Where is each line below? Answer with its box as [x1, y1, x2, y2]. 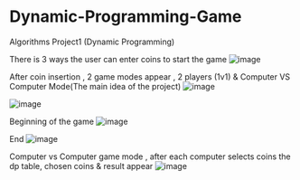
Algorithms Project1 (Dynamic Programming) [9, 36, 175, 47]
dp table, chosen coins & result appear [9, 160, 154, 171]
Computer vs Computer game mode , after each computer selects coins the [9, 151, 291, 162]
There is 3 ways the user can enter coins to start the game [9, 53, 228, 64]
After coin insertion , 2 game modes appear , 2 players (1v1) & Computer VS [9, 71, 291, 82]
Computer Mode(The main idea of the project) [9, 81, 182, 91]
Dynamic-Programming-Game [9, 6, 242, 27]
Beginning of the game [9, 116, 95, 127]
